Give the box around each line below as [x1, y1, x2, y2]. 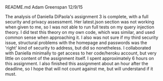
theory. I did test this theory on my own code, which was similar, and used [5, 29, 155, 35]
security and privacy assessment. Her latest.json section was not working [5, 19, 155, 25]
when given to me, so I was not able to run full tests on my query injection [5, 24, 155, 30]
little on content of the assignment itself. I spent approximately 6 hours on [5, 55, 154, 61]
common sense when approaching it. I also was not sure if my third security [5, 34, 159, 40]
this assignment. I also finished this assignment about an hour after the [5, 61, 148, 66]
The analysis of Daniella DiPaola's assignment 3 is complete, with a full [5, 14, 149, 19]
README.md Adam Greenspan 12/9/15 [5, 4, 83, 10]
